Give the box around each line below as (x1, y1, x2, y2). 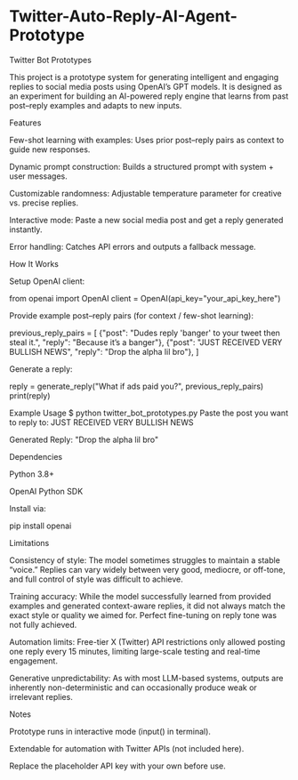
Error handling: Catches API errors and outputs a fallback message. (9, 241, 256, 252)
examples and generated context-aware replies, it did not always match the (9, 600, 286, 611)
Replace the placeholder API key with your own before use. (9, 760, 227, 771)
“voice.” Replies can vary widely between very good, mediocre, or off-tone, (9, 564, 286, 575)
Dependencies (9, 451, 63, 462)
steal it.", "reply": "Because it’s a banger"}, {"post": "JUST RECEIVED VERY (9, 336, 283, 348)
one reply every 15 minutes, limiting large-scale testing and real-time (9, 646, 261, 656)
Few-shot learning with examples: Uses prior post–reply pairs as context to (9, 134, 285, 145)
